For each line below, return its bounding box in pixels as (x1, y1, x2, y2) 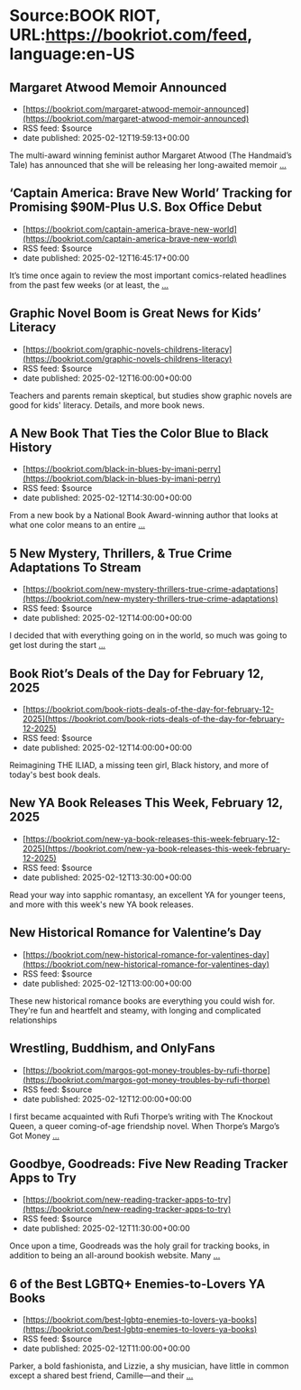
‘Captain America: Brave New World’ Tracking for (9, 186, 293, 201)
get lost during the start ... (9, 640, 106, 651)
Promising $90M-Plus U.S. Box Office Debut (9, 199, 262, 215)
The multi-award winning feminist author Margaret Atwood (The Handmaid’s (9, 150, 293, 161)
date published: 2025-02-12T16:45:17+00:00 (22, 252, 190, 263)
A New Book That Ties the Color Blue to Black (9, 426, 269, 441)
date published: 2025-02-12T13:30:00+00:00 (22, 872, 192, 883)
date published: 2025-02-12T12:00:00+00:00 (22, 1093, 192, 1104)
